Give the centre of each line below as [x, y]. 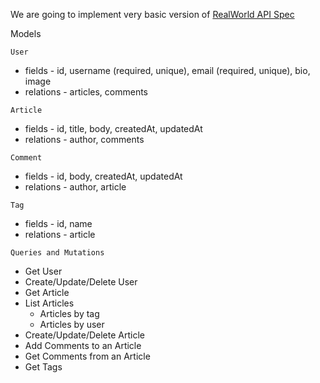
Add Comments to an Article [83, 345]
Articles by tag [69, 313]
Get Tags [43, 367]
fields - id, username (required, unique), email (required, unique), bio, [167, 70]
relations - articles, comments [86, 92]
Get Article [47, 292]
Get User [43, 271]
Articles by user [72, 324]
